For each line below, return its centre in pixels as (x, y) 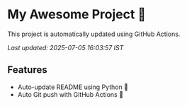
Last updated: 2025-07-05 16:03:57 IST (66, 47)
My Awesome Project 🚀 (77, 14)
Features (27, 70)
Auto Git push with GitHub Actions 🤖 (70, 94)
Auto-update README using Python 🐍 (73, 87)
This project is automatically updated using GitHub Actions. (94, 34)
